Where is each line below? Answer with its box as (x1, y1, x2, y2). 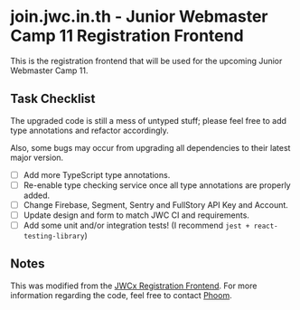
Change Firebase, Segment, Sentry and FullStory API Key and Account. (23, 199, 288, 210)
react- (253, 221, 278, 230)
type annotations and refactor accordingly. (10, 125, 170, 136)
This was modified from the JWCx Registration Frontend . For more (10, 280, 258, 291)
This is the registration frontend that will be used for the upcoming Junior (10, 55, 283, 66)
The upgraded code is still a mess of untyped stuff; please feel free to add (10, 115, 287, 126)
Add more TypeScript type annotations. (23, 169, 171, 180)
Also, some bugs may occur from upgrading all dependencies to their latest (10, 142, 291, 153)
